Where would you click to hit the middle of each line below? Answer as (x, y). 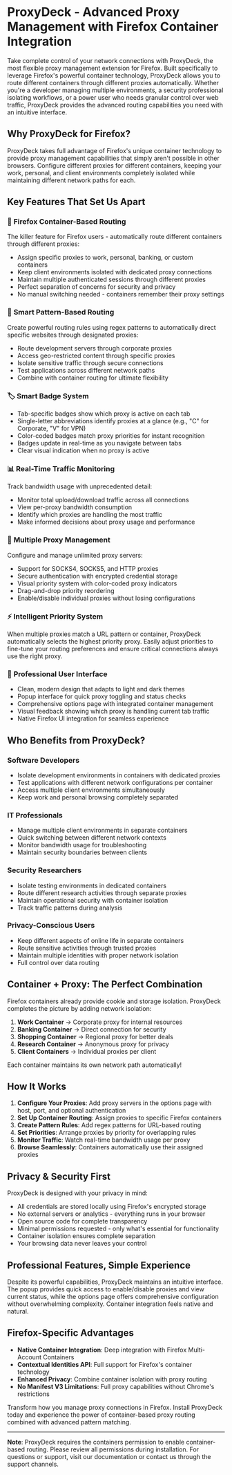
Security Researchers (45, 870)
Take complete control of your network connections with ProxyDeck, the (110, 60)
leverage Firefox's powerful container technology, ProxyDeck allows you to (114, 75)
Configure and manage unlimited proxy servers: (75, 555)
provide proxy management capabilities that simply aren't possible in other (113, 158)
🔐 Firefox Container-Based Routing (67, 222)
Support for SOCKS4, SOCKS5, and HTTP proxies (88, 568)
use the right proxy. (35, 656)
